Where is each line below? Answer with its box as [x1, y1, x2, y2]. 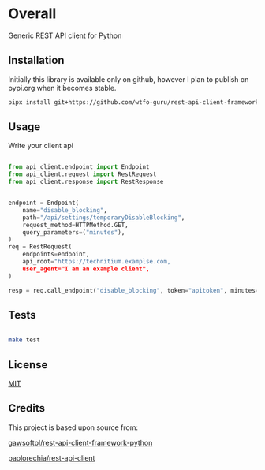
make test [8, 336, 41, 344]
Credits [8, 401, 46, 415]
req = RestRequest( [8, 243, 73, 251]
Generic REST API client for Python [8, 31, 122, 40]
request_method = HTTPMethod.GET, [22, 221, 129, 229]
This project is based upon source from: [8, 423, 139, 432]
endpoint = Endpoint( [8, 199, 80, 207]
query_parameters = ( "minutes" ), [22, 228, 125, 237]
